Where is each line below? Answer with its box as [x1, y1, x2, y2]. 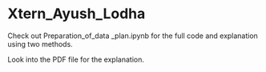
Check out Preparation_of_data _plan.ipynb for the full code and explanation [7, 31, 258, 40]
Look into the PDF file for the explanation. [7, 55, 145, 64]
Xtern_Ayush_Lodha [7, 5, 146, 23]
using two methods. [7, 39, 73, 48]
